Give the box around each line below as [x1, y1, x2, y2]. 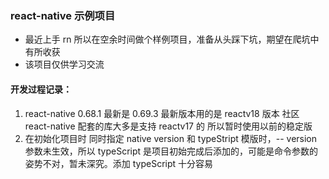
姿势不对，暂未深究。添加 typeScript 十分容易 [24, 157, 214, 169]
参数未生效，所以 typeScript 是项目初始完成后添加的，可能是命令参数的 [24, 145, 319, 157]
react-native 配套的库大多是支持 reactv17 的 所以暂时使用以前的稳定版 [24, 120, 313, 132]
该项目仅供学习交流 [24, 58, 105, 71]
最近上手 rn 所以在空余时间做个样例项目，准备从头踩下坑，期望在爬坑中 [24, 33, 320, 46]
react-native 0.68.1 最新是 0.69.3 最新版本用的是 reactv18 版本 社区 [24, 107, 300, 119]
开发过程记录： [10, 83, 72, 95]
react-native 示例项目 [10, 8, 116, 22]
